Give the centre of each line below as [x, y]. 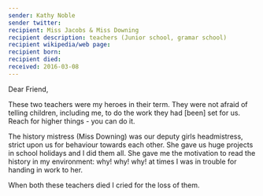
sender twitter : [35, 23]
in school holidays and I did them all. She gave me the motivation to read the [132, 153]
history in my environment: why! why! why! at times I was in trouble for [123, 161]
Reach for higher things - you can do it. [72, 121]
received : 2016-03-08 [44, 67]
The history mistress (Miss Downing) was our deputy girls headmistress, [126, 136]
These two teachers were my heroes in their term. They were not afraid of [128, 104]
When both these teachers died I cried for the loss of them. [104, 185]
